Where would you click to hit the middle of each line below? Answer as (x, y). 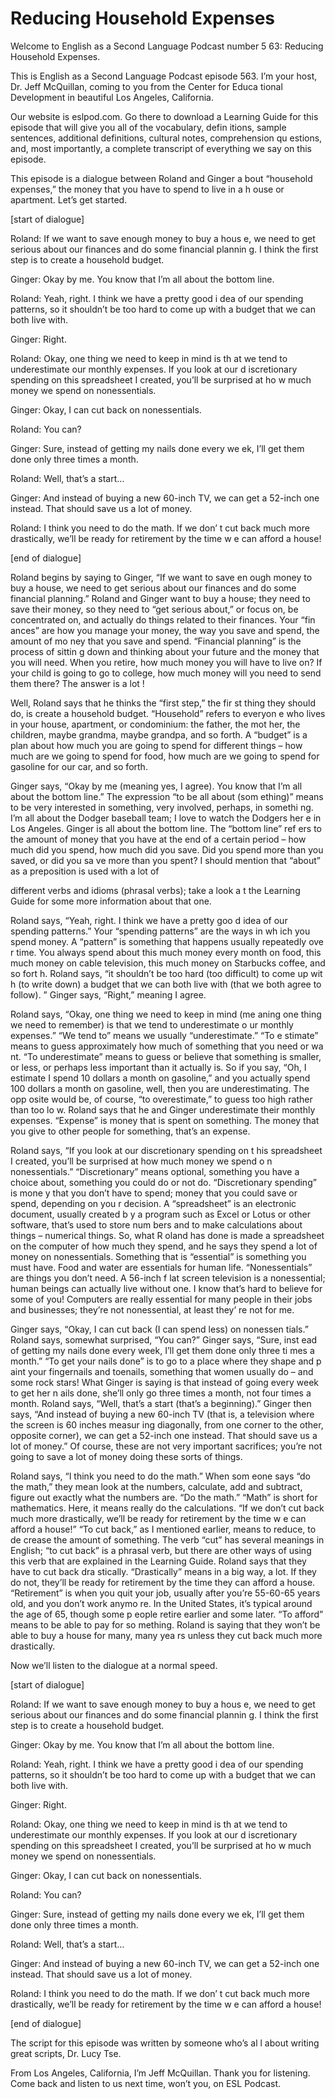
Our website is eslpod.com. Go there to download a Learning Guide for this (164, 116)
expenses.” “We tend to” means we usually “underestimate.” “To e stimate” (164, 1035)
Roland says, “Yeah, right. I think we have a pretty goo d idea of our (149, 920)
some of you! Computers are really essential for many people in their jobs (161, 1299)
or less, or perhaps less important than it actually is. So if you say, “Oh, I (158, 1067)
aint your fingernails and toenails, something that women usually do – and (162, 1371)
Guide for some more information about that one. (111, 901)
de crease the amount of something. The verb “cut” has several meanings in (167, 1539)
